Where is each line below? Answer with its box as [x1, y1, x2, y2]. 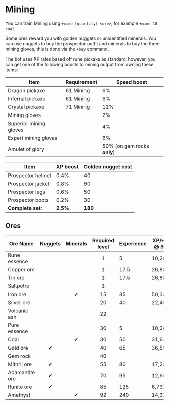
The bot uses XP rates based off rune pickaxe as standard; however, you [5, 55, 156, 62]
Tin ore [8, 274, 25, 281]
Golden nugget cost [83, 163, 132, 170]
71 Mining [65, 103, 90, 110]
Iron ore [8, 291, 27, 298]
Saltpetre [8, 282, 30, 290]
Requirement [65, 78, 98, 85]
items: [5, 67, 18, 73]
